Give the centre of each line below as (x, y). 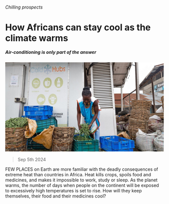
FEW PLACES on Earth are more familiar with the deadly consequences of (82, 169)
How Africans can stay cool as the (78, 27)
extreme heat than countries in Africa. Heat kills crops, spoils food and (78, 175)
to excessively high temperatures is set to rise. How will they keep (74, 191)
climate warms (37, 38)
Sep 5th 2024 (32, 160)
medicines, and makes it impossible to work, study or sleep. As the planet (81, 180)
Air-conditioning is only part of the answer (51, 52)
